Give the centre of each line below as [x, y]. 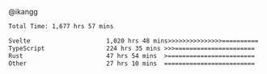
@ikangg [23, 12]
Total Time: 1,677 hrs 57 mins [61, 27]
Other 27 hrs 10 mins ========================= [131, 64]
